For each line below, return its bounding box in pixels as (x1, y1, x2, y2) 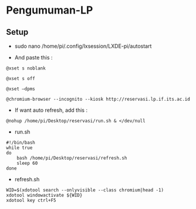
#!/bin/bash (6, 140, 35, 145)
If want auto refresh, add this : (14, 107, 88, 114)
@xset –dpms (6, 86, 35, 92)
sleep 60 (16, 160, 38, 166)
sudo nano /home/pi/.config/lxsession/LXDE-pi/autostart (14, 42, 152, 49)
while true (6, 145, 33, 151)
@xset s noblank (6, 65, 46, 71)
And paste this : (14, 54, 53, 61)
